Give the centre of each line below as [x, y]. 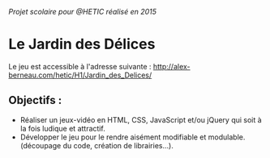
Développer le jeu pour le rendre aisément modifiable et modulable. [133, 137]
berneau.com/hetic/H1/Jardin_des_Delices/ [80, 75]
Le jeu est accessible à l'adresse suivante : [80, 66]
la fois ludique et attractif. [62, 128]
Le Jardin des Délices [82, 44]
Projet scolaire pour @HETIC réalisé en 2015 [82, 12]
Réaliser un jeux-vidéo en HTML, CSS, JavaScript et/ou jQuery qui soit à [141, 119]
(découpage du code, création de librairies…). [97, 145]
